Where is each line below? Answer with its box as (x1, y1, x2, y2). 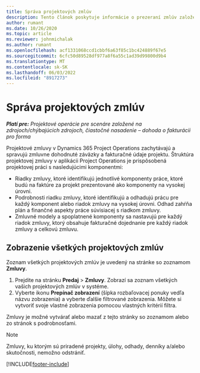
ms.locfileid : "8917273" (6, 75, 68, 81)
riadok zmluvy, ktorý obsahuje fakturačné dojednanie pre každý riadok (14, 220, 189, 227)
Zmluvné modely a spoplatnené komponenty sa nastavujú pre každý (14, 213, 183, 220)
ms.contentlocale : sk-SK (6, 64, 68, 70)
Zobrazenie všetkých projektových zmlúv (6, 243, 164, 253)
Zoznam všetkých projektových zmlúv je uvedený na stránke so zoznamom (6, 258, 190, 265)
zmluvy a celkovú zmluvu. (14, 225, 79, 233)
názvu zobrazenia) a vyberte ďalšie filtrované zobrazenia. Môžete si (14, 295, 182, 302)
